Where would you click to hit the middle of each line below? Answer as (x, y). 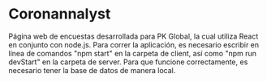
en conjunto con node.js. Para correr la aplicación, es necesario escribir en (134, 44)
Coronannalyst (60, 14)
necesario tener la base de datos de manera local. (92, 70)
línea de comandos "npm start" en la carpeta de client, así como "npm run (133, 53)
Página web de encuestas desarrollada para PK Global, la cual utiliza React (133, 36)
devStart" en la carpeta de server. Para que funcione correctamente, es (128, 62)
